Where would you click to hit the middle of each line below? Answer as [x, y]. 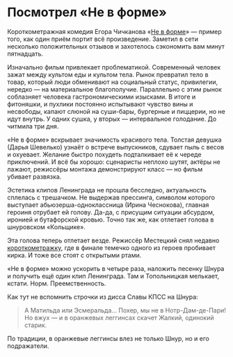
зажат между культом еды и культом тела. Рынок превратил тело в [108, 74]
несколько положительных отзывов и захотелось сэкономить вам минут [116, 46]
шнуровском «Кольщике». [46, 226]
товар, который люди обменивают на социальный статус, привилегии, [112, 82]
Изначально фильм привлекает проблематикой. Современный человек [114, 67]
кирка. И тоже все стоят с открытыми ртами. [74, 255]
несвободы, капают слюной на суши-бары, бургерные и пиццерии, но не [116, 111]
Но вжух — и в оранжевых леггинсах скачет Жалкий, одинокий [119, 317]
